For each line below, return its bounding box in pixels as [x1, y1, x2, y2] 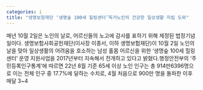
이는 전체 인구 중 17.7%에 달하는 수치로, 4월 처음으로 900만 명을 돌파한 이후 [12, 69, 193, 77]
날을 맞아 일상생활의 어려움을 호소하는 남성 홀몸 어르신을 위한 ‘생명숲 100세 [6, 47, 184, 54]
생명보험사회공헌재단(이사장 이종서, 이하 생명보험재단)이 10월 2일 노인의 [24, 39, 195, 47]
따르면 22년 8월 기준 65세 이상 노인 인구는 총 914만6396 [48, 62, 184, 69]
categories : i [6, 8, 43, 15]
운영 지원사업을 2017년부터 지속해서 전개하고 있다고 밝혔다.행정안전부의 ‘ [19, 54, 192, 62]
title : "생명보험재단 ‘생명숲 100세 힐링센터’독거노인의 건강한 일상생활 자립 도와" [6, 14, 189, 21]
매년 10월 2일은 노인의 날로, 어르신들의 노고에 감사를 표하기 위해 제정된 [6, 31, 174, 39]
